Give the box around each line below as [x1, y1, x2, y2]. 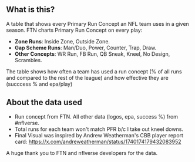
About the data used [6, 97, 82, 107]
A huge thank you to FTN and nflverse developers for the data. [6, 149, 157, 156]
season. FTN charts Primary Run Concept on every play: [6, 26, 143, 33]
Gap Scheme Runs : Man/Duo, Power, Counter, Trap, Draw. [14, 44, 157, 51]
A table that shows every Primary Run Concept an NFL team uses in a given [6, 20, 189, 27]
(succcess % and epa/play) [6, 80, 73, 87]
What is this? [6, 5, 55, 15]
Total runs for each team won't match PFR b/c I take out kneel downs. [14, 126, 184, 133]
